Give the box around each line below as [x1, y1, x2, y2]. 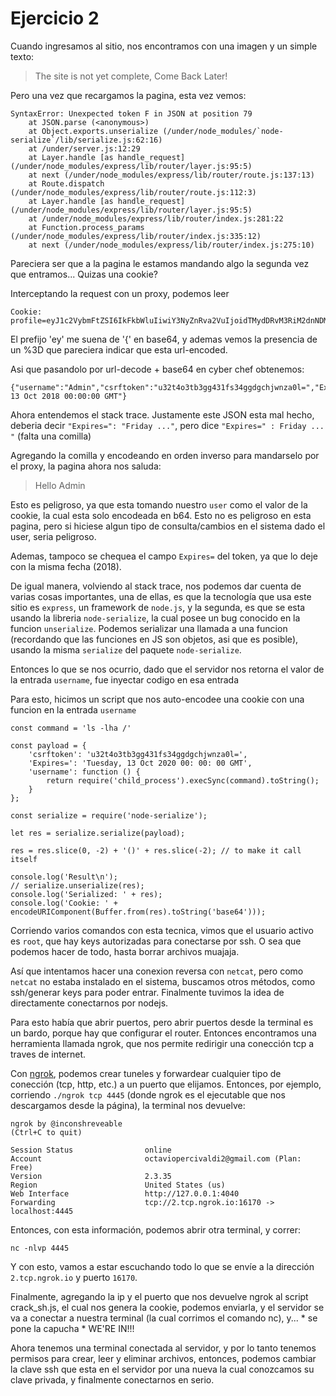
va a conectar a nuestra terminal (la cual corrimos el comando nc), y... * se [10, 1312, 318, 1324]
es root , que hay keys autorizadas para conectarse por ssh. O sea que [10, 935, 302, 947]
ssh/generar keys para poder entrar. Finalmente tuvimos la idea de [10, 986, 285, 998]
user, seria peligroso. [10, 530, 97, 542]
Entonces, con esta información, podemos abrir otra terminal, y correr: [10, 1223, 301, 1236]
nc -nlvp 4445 [10, 1243, 70, 1253]
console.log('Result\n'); [10, 872, 118, 882]
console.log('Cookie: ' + [10, 898, 118, 908]
